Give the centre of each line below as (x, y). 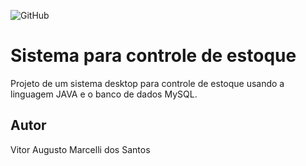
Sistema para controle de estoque (153, 56)
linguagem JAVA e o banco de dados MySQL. (104, 94)
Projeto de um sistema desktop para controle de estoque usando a (147, 83)
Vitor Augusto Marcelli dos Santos (80, 149)
